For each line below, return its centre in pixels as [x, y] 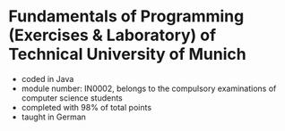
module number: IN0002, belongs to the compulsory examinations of [149, 88]
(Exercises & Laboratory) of [112, 35]
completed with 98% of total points [86, 107]
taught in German [54, 117]
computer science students [72, 98]
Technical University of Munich [128, 54]
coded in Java [47, 78]
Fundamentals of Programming [126, 16]
